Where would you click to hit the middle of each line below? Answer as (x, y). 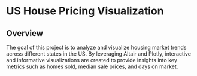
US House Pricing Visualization (85, 11)
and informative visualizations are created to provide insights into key (92, 60)
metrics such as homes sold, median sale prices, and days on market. (92, 66)
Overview (25, 33)
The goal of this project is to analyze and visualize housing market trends (96, 47)
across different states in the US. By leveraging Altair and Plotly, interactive (99, 54)
